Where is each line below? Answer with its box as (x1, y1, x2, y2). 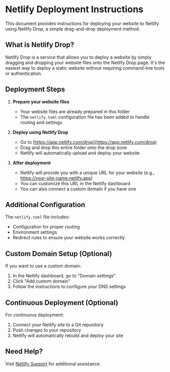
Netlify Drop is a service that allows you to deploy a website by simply (5, 54, 152, 60)
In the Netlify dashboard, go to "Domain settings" (12, 273, 116, 279)
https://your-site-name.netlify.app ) (20, 175, 93, 181)
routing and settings (20, 119, 62, 125)
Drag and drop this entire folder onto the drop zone (20, 144, 127, 151)
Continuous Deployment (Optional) (5, 298, 118, 307)
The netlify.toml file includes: (5, 214, 70, 220)
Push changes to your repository (12, 327, 81, 333)
